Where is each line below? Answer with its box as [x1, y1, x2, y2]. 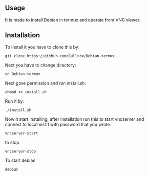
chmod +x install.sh [5, 89, 47, 94]
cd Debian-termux [5, 71, 41, 76]
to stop [5, 139, 20, 145]
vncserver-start [5, 131, 38, 136]
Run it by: [5, 98, 24, 104]
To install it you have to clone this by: [5, 44, 80, 50]
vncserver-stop [5, 149, 36, 154]
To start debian [5, 157, 36, 163]
